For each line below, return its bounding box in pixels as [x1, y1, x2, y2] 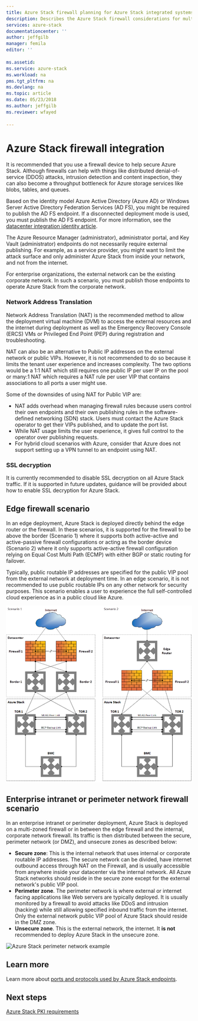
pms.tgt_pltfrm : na [6, 78, 54, 84]
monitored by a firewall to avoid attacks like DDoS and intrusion [14, 899, 169, 906]
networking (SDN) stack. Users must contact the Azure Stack [35, 415, 184, 422]
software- [154, 408, 178, 416]
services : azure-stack [6, 22, 62, 28]
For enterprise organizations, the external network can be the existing [6, 270, 176, 278]
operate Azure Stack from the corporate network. [6, 283, 127, 291]
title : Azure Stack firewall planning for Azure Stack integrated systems [6, 9, 194, 15]
